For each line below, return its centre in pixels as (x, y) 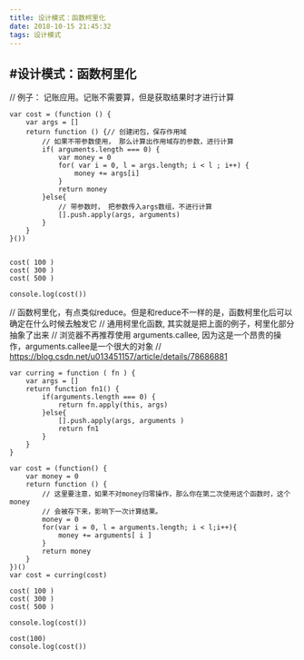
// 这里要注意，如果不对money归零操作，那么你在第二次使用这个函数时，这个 (167, 494)
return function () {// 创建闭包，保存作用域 (107, 133)
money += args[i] (107, 173)
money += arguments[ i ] (105, 536)
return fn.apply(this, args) (113, 405)
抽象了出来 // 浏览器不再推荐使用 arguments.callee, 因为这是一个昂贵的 (142, 335)
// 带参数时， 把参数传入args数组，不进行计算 (135, 207)
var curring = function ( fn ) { (73, 373)
